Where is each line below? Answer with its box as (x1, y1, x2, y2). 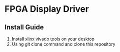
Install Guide (4, 23, 44, 31)
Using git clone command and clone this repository (11, 41, 116, 47)
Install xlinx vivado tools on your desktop (11, 36, 94, 42)
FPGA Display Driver (4, 3, 89, 15)
